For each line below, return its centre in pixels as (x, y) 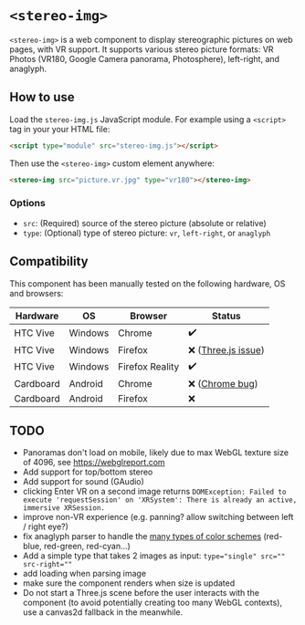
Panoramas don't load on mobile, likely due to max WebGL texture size (156, 453)
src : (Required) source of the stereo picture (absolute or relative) (144, 223)
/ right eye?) (45, 526)
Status (226, 316)
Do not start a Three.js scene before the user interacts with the (141, 593)
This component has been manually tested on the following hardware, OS (147, 283)
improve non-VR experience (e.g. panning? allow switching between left (158, 517)
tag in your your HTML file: (60, 129)
